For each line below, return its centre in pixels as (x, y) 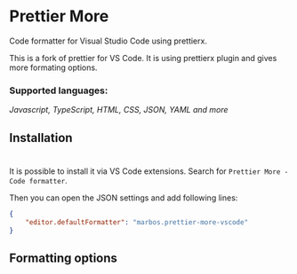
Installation (41, 138)
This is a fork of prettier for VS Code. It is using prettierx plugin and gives (143, 58)
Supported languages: (59, 90)
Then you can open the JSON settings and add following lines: (124, 198)
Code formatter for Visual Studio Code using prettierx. (108, 41)
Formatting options (64, 258)
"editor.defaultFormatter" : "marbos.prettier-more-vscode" (137, 222)
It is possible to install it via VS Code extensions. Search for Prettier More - (149, 171)
